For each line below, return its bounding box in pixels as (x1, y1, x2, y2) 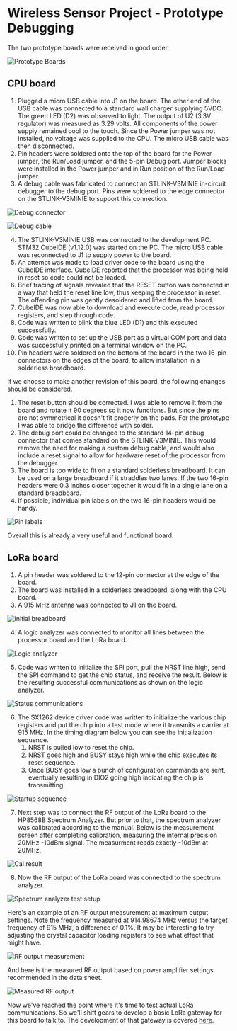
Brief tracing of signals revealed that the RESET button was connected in (17, 280, 230, 289)
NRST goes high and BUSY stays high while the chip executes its (28, 751, 218, 759)
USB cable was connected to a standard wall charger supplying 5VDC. (17, 104, 224, 113)
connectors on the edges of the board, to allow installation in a (17, 355, 200, 364)
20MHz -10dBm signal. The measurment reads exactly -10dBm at (17, 838, 209, 847)
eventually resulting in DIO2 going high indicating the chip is (28, 773, 204, 782)
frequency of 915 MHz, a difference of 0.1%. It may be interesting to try (7, 923, 214, 932)
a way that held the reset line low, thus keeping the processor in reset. (17, 288, 222, 297)
